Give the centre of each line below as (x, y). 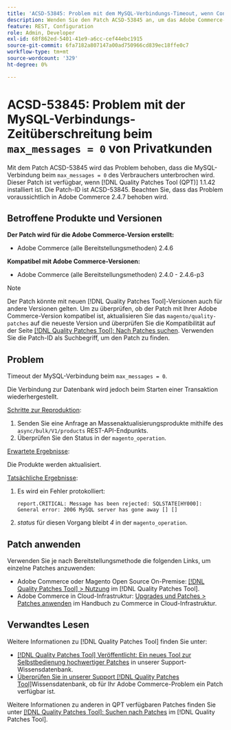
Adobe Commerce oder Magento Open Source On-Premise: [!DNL (111, 581)
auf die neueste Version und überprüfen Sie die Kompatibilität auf (123, 323)
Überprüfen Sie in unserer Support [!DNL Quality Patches (98, 676)
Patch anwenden (44, 544)
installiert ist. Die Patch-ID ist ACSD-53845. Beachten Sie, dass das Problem (115, 189)
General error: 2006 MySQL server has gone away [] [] (97, 510)
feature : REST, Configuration (51, 26)
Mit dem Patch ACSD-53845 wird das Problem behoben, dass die (100, 167)
